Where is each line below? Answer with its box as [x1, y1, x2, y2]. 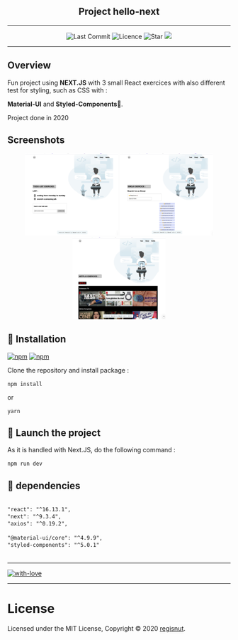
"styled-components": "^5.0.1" [7, 542, 100, 549]
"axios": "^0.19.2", [7, 521, 69, 528]
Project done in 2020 [7, 113, 69, 122]
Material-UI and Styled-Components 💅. [7, 100, 123, 108]
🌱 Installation [7, 334, 67, 346]
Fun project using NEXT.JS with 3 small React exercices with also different [7, 78, 225, 87]
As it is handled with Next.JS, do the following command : [7, 446, 176, 454]
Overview [7, 60, 52, 72]
